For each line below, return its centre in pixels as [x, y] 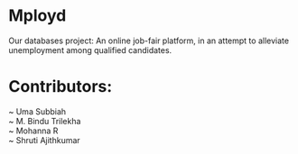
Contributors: [61, 87]
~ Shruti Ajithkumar [44, 140]
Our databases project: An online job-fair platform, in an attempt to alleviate [149, 41]
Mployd [37, 16]
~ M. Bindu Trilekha [45, 121]
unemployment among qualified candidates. [90, 50]
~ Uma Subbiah [37, 111]
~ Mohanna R [33, 131]
